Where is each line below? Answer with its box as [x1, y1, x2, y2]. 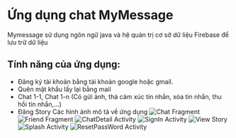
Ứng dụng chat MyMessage [7, 7, 174, 23]
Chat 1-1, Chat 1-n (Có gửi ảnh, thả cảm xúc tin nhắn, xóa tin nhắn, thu [17, 92, 222, 100]
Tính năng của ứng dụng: [7, 59, 120, 71]
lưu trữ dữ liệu [7, 38, 48, 46]
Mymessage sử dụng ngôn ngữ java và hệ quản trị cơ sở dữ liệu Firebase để [7, 30, 229, 39]
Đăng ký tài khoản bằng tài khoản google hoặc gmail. [17, 77, 174, 86]
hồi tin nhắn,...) [17, 100, 62, 108]
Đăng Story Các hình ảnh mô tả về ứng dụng [17, 107, 148, 116]
